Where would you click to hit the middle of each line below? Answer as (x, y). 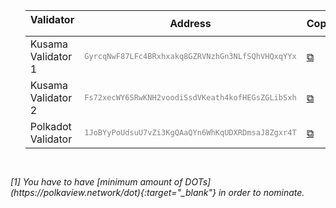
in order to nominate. (261, 192)
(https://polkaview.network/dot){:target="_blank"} (113, 192)
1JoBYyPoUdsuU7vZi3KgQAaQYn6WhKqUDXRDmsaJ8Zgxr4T (190, 133)
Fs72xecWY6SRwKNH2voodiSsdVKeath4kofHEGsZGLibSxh (190, 98)
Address (190, 23)
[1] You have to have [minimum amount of (96, 182)
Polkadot (50, 126)
